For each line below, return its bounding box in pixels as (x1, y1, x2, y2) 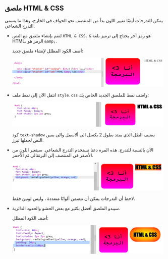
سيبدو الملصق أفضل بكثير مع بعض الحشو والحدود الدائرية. (12, 205, 121, 211)
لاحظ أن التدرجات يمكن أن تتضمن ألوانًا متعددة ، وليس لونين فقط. (12, 195, 136, 201)
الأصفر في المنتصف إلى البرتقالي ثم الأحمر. (12, 152, 94, 159)
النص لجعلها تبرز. (12, 137, 44, 143)
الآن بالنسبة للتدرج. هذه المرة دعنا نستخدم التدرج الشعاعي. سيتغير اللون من (12, 147, 154, 153)
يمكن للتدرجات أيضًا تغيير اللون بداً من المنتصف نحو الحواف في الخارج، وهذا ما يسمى (5, 17, 163, 23)
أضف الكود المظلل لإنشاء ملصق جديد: (12, 47, 84, 54)
